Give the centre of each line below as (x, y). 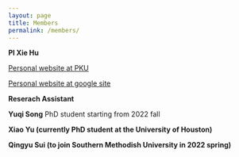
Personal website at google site (60, 83)
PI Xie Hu (24, 53)
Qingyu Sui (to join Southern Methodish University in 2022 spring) (120, 145)
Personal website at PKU (48, 68)
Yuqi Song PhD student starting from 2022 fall (84, 114)
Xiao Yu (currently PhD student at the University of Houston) (110, 130)
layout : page (30, 15)
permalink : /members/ (44, 30)
